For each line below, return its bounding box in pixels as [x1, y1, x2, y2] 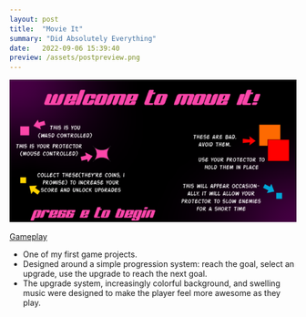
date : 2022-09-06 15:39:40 [9, 44, 120, 53]
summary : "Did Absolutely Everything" [9, 34, 157, 43]
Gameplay [9, 231, 48, 242]
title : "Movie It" [9, 24, 84, 34]
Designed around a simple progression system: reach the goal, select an [22, 259, 295, 270]
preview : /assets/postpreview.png [9, 53, 141, 63]
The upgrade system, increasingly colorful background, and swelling [22, 278, 280, 289]
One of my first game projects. [22, 249, 138, 260]
